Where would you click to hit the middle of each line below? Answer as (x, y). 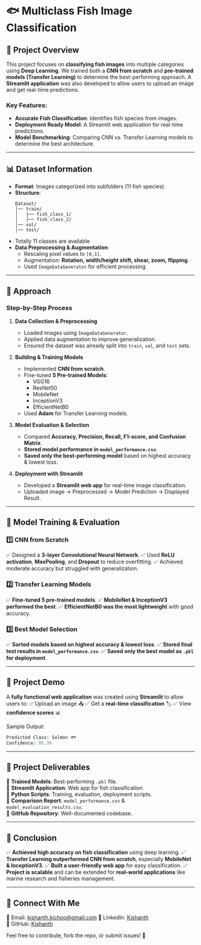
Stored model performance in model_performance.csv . (91, 449)
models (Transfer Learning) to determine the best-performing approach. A (99, 77)
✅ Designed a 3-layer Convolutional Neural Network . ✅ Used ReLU (91, 555)
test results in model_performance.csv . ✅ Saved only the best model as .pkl (100, 651)
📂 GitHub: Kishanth (30, 924)
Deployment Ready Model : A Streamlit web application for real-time (99, 125)
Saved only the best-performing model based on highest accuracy (107, 455)
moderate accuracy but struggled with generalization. (72, 569)
